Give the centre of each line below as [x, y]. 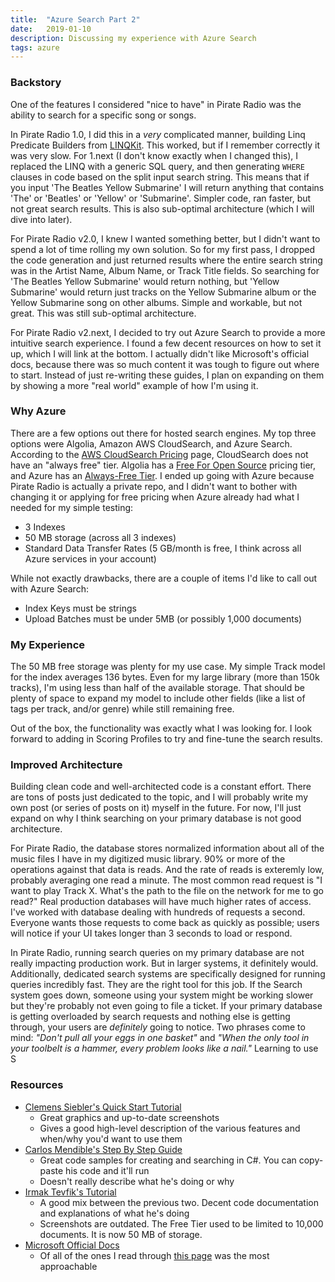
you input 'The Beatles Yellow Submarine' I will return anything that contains [167, 187]
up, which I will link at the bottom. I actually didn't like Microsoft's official [160, 353]
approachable [68, 1266]
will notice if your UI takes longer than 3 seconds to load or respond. [151, 933]
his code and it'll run [107, 1170]
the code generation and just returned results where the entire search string [166, 260]
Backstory [36, 83]
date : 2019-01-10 [51, 29]
